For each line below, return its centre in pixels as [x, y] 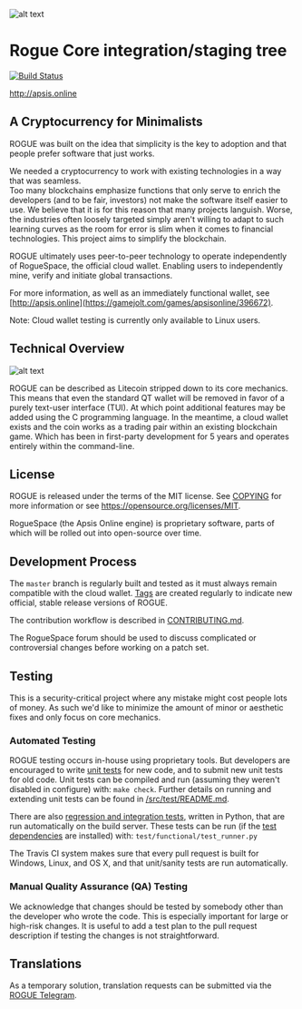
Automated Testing [53, 740]
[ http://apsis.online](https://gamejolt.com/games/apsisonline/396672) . [141, 302]
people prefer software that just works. [82, 153]
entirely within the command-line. [72, 446]
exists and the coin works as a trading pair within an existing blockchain [144, 426]
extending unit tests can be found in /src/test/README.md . [119, 799]
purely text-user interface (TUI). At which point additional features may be [147, 407]
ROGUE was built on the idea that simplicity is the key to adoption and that [148, 143]
